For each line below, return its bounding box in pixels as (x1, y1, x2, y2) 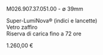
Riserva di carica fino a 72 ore (6, 30, 82, 37)
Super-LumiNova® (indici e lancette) (6, 17, 98, 24)
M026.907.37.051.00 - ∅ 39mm (6, 5, 83, 12)
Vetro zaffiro (6, 24, 38, 31)
